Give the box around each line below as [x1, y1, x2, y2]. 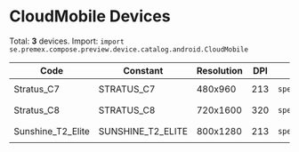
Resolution [196, 64, 243, 76]
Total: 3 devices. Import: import [9, 36, 125, 46]
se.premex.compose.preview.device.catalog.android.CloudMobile [9, 44, 249, 54]
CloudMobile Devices [9, 6, 171, 27]
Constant [123, 64, 164, 76]
